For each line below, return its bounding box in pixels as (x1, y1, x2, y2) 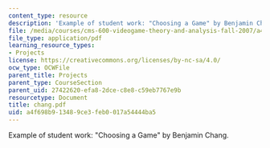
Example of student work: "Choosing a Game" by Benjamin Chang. (8, 130, 229, 140)
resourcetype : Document (8, 94, 88, 102)
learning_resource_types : (8, 42, 95, 50)
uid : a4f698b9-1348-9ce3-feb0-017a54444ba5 (8, 109, 157, 117)
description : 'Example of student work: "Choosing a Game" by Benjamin (8, 19, 253, 27)
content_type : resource (8, 11, 88, 20)
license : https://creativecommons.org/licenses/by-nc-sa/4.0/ (8, 57, 221, 65)
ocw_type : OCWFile (8, 64, 70, 72)
